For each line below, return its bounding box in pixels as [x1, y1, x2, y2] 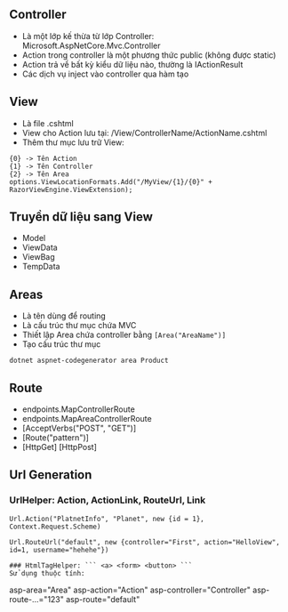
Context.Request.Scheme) [9, 522, 101, 531]
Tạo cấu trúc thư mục [21, 339, 101, 350]
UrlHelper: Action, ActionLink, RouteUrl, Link [9, 494, 206, 506]
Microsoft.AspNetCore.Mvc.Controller [21, 40, 161, 51]
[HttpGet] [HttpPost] [21, 442, 98, 453]
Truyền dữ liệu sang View [9, 209, 153, 225]
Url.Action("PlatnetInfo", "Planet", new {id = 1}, [9, 514, 204, 523]
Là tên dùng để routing [21, 310, 107, 321]
